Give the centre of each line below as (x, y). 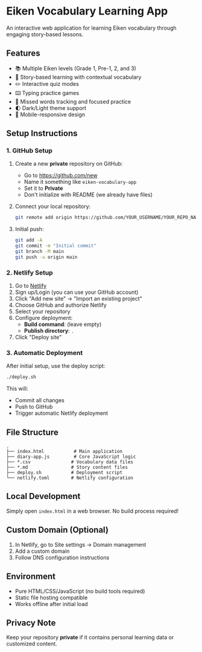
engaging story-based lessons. (45, 34)
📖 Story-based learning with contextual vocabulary (78, 77)
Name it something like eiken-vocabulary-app (80, 182)
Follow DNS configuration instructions (62, 557)
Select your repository (43, 311)
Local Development (43, 496)
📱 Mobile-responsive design (50, 114)
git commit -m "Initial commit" (55, 246)
